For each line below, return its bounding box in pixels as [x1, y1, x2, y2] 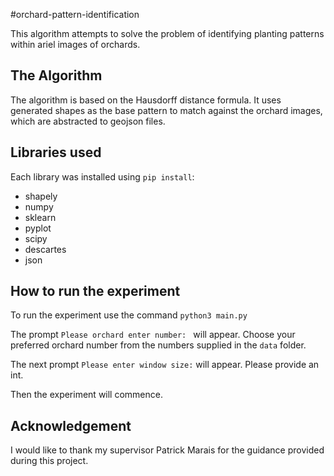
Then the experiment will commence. [10, 389, 163, 401]
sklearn [24, 211, 57, 223]
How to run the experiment [10, 283, 181, 300]
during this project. [10, 455, 89, 467]
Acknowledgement [10, 417, 132, 434]
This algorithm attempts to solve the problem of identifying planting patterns [10, 28, 325, 39]
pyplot [24, 222, 52, 234]
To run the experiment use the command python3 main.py [10, 309, 248, 321]
